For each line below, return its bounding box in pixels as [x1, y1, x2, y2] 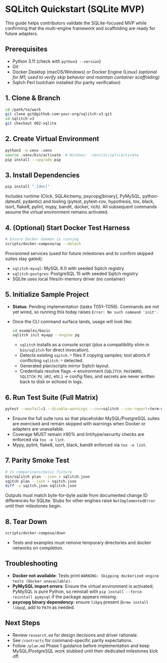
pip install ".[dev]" [5, 184, 50, 189]
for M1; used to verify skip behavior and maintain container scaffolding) [12, 74, 160, 80]
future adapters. [5, 30, 38, 36]
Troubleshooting [5, 559, 58, 568]
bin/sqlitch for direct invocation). [19, 347, 90, 353]
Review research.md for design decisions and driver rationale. [12, 632, 138, 638]
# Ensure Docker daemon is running [5, 237, 79, 242]
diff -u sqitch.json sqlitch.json [5, 483, 77, 489]
